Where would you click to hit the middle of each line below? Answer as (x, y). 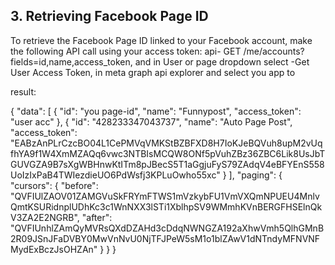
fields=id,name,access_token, (71, 61)
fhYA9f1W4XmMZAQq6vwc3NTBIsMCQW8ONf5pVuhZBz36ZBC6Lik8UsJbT (168, 153)
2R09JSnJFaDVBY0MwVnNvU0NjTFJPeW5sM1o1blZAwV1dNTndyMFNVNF (165, 238)
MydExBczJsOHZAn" (54, 249)
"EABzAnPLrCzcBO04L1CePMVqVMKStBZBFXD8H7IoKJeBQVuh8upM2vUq (166, 143)
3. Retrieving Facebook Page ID (109, 16)
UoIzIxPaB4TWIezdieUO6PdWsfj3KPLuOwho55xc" (115, 175)
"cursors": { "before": (54, 185)
